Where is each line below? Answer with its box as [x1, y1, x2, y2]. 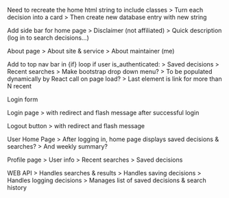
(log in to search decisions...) [7, 34, 89, 42]
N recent [7, 82, 32, 90]
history [7, 184, 27, 191]
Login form [7, 95, 38, 103]
